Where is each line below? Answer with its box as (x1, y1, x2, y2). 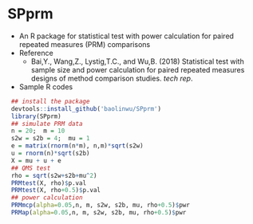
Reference (18, 48, 53, 57)
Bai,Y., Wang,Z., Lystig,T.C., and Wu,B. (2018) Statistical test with (30, 57, 244, 66)
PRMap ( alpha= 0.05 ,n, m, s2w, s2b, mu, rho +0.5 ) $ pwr (10, 209, 187, 217)
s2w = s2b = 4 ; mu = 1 (10, 135, 90, 143)
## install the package (10, 97, 90, 105)
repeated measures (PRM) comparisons (18, 39, 151, 49)
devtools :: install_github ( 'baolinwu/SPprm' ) (10, 104, 161, 112)
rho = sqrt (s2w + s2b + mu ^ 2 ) (10, 171, 97, 179)
